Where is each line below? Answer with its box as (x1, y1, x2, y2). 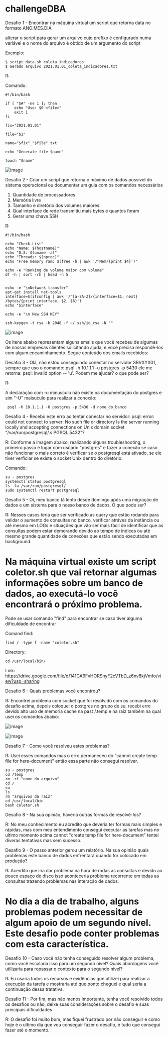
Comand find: (5, 630, 34, 636)
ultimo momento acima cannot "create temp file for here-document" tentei (5, 832, 159, 838)
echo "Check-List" (5, 241, 44, 246)
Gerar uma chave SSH (12, 213, 59, 219)
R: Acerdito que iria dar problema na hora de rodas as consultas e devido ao (5, 867, 162, 873)
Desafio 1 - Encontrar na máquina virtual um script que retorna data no (5, 20, 151, 26)
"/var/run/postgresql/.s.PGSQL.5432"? (5, 429, 85, 435)
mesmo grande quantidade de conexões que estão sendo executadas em (5, 533, 157, 539)
